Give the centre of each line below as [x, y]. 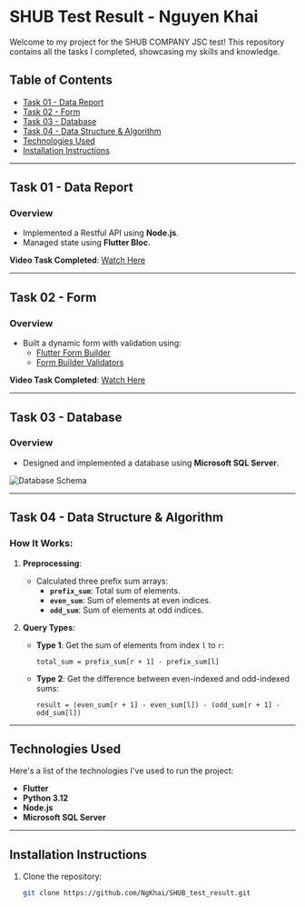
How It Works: [41, 543]
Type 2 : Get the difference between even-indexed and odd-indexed [163, 678]
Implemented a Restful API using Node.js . [100, 233]
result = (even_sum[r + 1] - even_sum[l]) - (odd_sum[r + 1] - [158, 705]
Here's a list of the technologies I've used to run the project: [122, 771]
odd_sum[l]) [59, 713]
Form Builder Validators [80, 363]
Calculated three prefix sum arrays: [102, 581]
